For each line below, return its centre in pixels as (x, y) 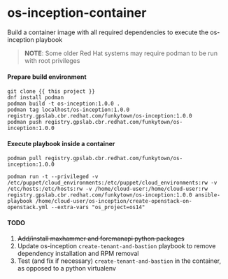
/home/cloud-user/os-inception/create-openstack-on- (114, 201)
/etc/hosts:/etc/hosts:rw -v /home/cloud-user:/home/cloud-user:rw (108, 189)
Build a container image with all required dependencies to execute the (108, 32)
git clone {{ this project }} (51, 92)
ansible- (207, 195)
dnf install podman (36, 98)
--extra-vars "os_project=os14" (98, 208)
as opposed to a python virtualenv (67, 268)
